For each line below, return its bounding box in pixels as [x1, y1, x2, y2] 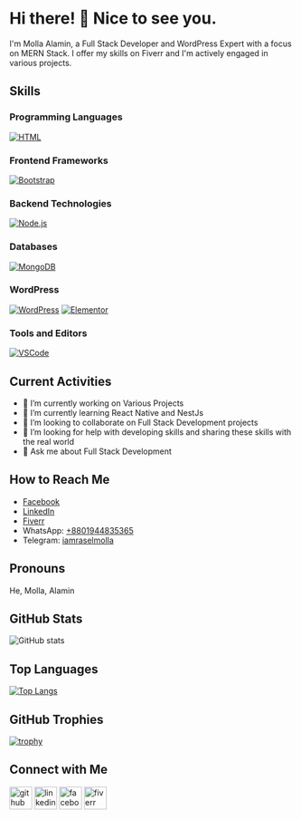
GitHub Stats [9, 611, 83, 626]
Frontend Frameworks [9, 154, 108, 167]
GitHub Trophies [9, 711, 104, 727]
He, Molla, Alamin [9, 584, 75, 596]
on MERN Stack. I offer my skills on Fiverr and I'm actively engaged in [9, 47, 268, 58]
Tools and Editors [9, 326, 88, 339]
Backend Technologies [9, 197, 112, 209]
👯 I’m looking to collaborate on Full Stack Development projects [22, 417, 259, 428]
